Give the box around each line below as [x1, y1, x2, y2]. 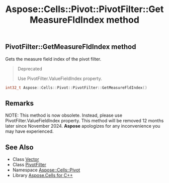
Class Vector [12, 156, 39, 162]
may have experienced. [5, 128, 54, 134]
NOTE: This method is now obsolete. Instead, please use [5, 112, 122, 119]
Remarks [5, 99, 34, 108]
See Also [5, 143, 34, 151]
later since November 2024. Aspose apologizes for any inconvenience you [5, 123, 160, 129]
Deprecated [17, 65, 43, 71]
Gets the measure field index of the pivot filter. [5, 56, 102, 62]
